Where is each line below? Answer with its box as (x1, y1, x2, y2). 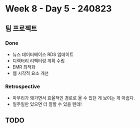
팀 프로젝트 (5, 24, 37, 32)
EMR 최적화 (12, 63, 36, 70)
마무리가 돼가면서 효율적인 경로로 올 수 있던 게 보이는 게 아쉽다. (12, 95, 135, 101)
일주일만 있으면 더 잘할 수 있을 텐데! (12, 101, 82, 107)
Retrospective (5, 83, 40, 90)
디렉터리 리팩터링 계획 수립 (12, 57, 65, 63)
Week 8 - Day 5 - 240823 (5, 3, 112, 14)
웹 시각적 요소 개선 (12, 70, 49, 76)
